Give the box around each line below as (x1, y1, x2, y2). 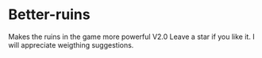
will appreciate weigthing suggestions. (8, 40, 134, 49)
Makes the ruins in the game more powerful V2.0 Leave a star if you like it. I (8, 32, 256, 41)
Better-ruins (8, 6, 91, 24)
